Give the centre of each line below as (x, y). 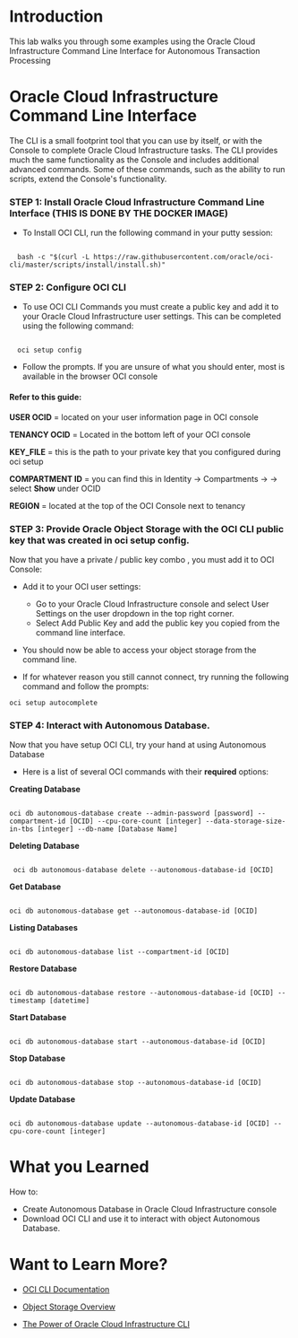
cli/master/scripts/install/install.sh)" (88, 265)
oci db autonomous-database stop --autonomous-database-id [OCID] (136, 1083)
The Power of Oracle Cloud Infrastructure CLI (106, 1325)
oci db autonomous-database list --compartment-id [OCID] (119, 952)
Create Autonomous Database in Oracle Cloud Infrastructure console (149, 1210)
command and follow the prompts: (85, 686)
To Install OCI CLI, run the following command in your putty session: (147, 233)
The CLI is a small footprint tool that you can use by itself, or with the (136, 140)
